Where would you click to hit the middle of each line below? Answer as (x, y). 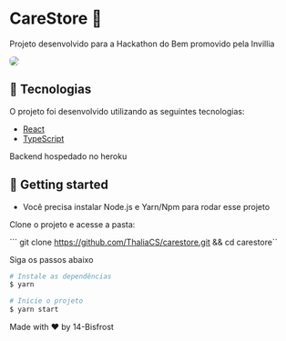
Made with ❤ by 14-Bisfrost (61, 327)
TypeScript (43, 138)
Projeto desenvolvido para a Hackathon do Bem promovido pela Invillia (142, 44)
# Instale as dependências (61, 276)
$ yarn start (34, 310)
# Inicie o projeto (46, 301)
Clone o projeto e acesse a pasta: (72, 224)
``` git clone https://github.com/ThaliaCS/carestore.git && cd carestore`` (143, 242)
